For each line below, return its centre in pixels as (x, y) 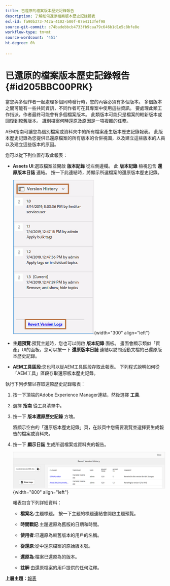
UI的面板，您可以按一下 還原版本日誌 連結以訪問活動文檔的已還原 (90, 349)
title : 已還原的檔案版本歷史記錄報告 (40, 11)
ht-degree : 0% (20, 43)
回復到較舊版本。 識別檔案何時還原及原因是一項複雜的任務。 (68, 121)
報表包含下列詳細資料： (37, 503)
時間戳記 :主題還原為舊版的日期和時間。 (61, 524)
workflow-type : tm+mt (28, 32)
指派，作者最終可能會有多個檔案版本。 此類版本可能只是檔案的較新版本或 (86, 114)
